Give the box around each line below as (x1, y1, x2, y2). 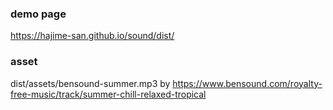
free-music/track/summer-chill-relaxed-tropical (10, 88, 207, 100)
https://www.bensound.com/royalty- (172, 77, 323, 89)
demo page (10, 7, 67, 21)
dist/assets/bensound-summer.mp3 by (10, 77, 171, 89)
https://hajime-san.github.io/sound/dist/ (10, 30, 175, 42)
